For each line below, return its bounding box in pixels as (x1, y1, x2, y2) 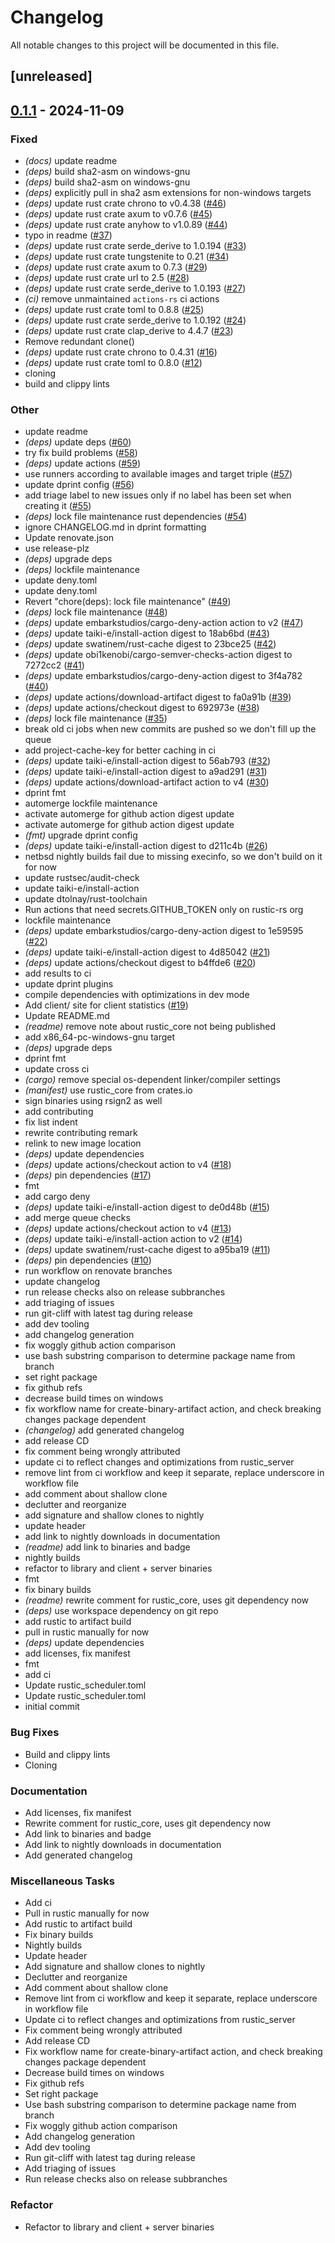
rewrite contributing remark (24, 1127, 138, 1139)
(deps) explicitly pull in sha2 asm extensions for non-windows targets (24, 187, 312, 199)
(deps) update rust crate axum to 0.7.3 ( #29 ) (24, 261, 208, 273)
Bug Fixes (10, 1726, 60, 1740)
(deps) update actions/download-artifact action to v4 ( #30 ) (24, 776, 270, 788)
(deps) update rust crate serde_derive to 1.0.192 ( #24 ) (24, 314, 247, 326)
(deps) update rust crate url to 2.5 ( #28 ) (24, 272, 190, 284)
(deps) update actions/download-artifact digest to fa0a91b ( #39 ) (24, 691, 292, 703)
